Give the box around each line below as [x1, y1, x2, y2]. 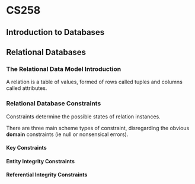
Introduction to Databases [6, 27, 105, 37]
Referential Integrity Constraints [6, 171, 88, 178]
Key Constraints [6, 144, 47, 151]
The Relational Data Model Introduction [6, 64, 122, 73]
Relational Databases [6, 47, 87, 57]
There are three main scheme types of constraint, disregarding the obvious [6, 124, 190, 131]
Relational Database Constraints [6, 99, 101, 108]
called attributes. [6, 85, 47, 92]
